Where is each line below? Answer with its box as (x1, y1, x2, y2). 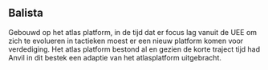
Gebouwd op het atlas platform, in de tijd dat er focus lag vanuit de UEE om (8, 27, 258, 37)
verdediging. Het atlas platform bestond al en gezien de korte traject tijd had (8, 44, 261, 54)
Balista (8, 6, 44, 20)
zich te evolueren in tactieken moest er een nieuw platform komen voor (8, 36, 244, 45)
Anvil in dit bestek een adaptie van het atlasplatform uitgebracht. (8, 52, 222, 62)
